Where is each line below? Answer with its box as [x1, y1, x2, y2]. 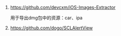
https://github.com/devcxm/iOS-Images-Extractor [10, 5, 116, 10]
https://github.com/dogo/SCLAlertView [10, 25, 93, 31]
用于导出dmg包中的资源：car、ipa [10, 15, 83, 21]
